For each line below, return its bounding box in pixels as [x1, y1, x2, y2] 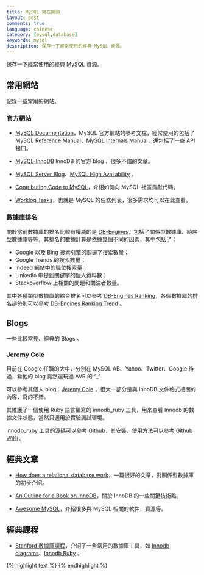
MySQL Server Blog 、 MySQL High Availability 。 [15, 170, 137, 178]
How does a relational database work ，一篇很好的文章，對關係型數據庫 [15, 471, 194, 479]
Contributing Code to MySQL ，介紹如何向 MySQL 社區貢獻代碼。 [15, 183, 179, 190]
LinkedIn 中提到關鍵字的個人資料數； [15, 272, 108, 279]
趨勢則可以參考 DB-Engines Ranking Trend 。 [11, 300, 125, 307]
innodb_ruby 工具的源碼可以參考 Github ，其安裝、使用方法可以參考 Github [6, 427, 193, 434]
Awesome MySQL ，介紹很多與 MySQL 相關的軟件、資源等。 [15, 505, 167, 513]
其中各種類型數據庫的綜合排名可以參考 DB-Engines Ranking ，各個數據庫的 [6, 292, 193, 300]
